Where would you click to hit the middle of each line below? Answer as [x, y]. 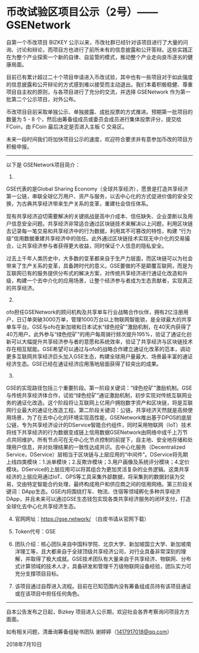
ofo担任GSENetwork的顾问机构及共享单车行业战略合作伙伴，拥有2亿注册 [95, 312]
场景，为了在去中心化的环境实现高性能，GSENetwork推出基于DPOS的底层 [101, 417]
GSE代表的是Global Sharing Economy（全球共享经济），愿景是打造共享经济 [97, 189]
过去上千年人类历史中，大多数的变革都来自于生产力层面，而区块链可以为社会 [99, 258]
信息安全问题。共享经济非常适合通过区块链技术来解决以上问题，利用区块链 [102, 223]
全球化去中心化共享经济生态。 [42, 506]
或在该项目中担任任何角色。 [49, 593]
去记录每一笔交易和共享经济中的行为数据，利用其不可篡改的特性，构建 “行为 [99, 231]
